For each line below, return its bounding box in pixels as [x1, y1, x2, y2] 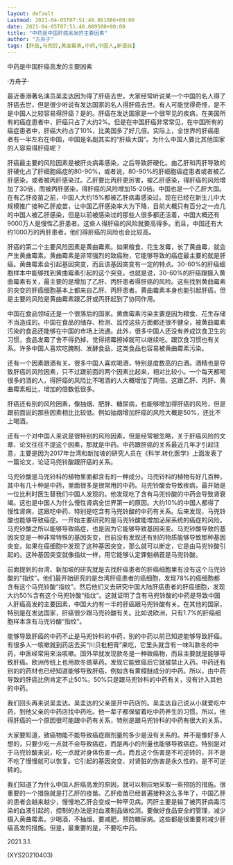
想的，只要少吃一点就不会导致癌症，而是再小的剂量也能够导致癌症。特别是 [7, 739, 220, 748]
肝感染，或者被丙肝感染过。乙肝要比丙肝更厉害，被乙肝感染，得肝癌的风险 [7, 176, 220, 184]
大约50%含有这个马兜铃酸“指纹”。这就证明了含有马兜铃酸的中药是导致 [7, 591, 209, 599]
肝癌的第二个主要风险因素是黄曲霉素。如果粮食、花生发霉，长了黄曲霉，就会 [7, 243, 226, 250]
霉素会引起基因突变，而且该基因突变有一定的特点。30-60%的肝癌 [31, 260, 220, 268]
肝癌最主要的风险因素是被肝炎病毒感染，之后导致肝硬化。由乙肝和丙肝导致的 [7, 159, 226, 166]
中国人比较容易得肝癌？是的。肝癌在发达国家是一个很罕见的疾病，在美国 [12, 109, 220, 117]
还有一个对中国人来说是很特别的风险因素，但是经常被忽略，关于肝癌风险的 [7, 431, 220, 440]
